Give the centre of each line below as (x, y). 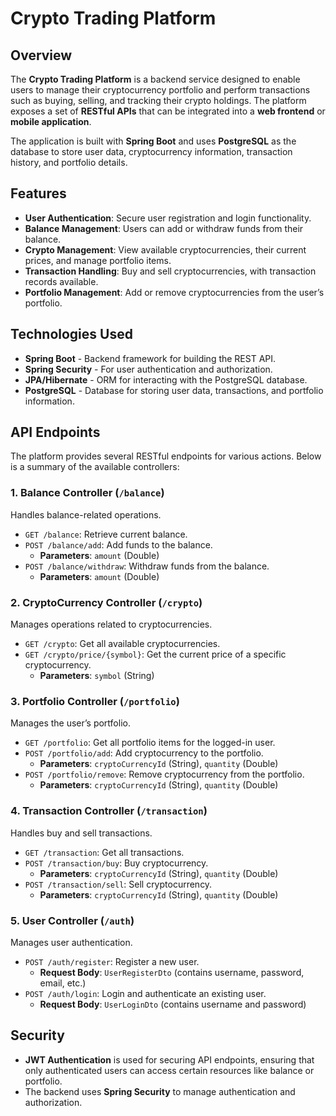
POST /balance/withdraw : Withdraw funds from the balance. (147, 566)
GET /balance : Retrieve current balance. (106, 534)
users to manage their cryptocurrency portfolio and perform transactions (160, 90)
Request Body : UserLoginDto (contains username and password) (173, 1004)
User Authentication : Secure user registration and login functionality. (168, 218)
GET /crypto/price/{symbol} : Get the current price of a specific (155, 654)
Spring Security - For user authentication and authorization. (148, 369)
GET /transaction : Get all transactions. (104, 852)
